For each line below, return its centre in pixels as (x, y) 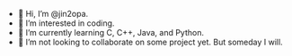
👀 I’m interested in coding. (66, 23)
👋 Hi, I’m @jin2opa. (53, 14)
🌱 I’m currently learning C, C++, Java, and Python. (111, 32)
